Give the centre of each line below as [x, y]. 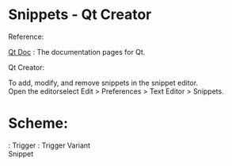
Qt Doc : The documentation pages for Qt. [77, 52]
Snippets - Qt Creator [80, 15]
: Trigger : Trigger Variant [49, 145]
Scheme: [38, 124]
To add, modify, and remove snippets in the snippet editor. [103, 83]
